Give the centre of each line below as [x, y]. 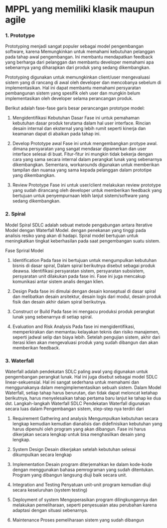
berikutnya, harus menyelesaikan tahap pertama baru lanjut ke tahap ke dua [83, 398]
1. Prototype [20, 35]
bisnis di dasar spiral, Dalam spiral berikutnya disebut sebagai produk [84, 265]
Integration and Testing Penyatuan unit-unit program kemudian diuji [82, 485]
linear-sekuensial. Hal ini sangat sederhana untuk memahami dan [72, 382]
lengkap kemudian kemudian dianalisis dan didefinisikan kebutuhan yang [87, 424]
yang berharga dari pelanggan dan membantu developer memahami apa [80, 62]
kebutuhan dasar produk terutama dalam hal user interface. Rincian [82, 123]
